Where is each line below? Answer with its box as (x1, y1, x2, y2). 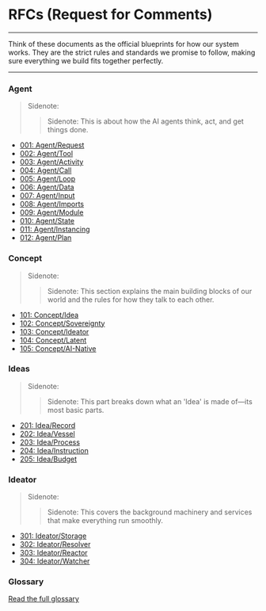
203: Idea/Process (19, 437, 81, 447)
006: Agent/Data (19, 182, 74, 192)
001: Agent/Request (19, 140, 85, 150)
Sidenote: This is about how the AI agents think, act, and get (47, 116, 244, 126)
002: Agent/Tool (19, 149, 74, 158)
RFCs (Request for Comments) (8, 6, 213, 24)
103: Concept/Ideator (19, 327, 89, 336)
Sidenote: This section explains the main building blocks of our (47, 286, 253, 296)
